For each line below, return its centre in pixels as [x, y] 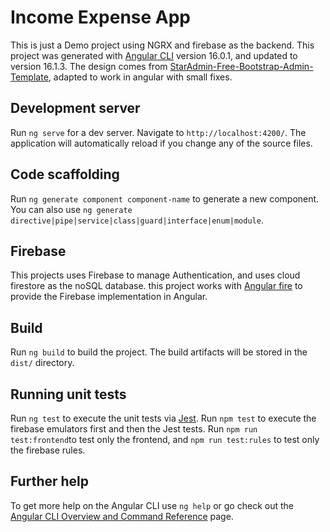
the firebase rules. [48, 450]
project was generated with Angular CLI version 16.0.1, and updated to [154, 55]
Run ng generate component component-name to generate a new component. [165, 198]
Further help [50, 481]
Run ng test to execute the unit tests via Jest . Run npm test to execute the [163, 418]
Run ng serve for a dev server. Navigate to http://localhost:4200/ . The [158, 132]
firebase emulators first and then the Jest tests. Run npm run [134, 429]
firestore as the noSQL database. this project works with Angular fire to [156, 286]
